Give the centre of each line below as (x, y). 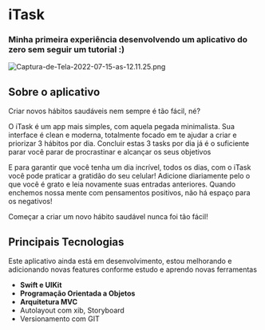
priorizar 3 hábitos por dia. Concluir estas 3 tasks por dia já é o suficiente (129, 143)
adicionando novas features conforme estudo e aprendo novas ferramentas (133, 269)
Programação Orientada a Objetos (77, 293)
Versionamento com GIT (59, 319)
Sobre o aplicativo (54, 92)
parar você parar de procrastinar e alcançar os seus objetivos (110, 152)
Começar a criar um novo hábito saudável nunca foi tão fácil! (109, 217)
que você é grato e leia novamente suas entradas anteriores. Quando (122, 184)
